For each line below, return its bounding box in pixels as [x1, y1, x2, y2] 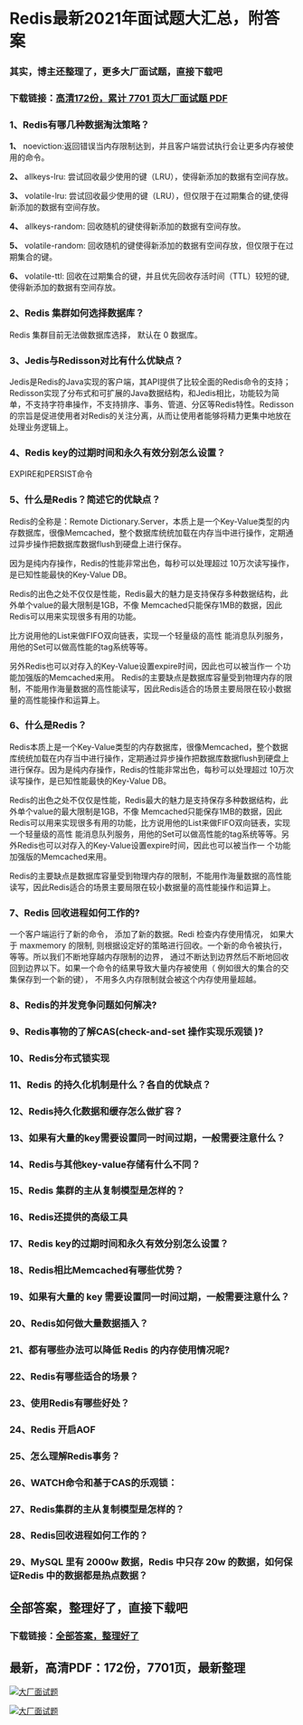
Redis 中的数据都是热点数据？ [18, 1569, 148, 1582]
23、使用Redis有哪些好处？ [9, 1397, 130, 1409]
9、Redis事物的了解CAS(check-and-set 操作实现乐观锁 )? [9, 1025, 264, 1038]
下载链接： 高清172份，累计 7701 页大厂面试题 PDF [9, 92, 228, 105]
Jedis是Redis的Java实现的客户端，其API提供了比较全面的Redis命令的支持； [9, 376, 291, 387]
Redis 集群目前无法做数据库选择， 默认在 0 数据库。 [9, 329, 203, 340]
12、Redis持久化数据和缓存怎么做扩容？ [9, 1104, 184, 1117]
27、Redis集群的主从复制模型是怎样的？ [9, 1502, 185, 1515]
